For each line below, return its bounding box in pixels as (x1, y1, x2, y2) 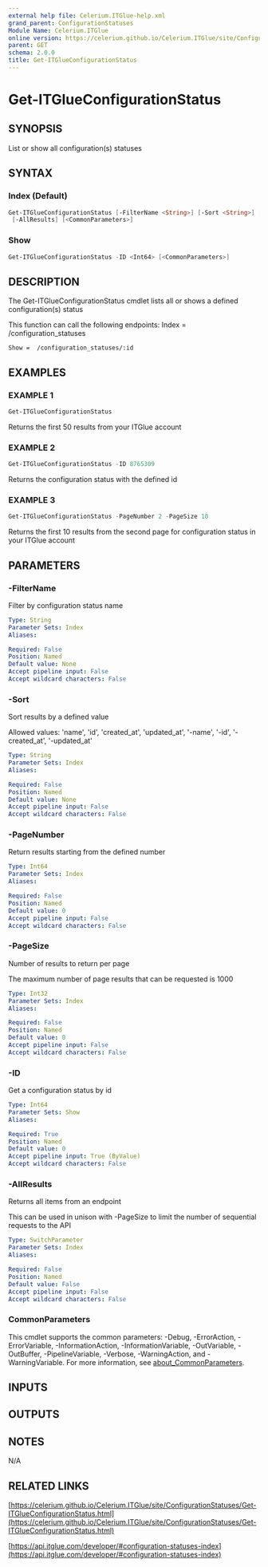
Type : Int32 (8, 989, 48, 997)
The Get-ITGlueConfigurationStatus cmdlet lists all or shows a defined (8, 296, 238, 306)
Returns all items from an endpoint (8, 1197, 122, 1206)
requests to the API (8, 1221, 72, 1230)
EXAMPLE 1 (8, 389, 54, 401)
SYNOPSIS (8, 122, 63, 136)
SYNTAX (8, 167, 53, 180)
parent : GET (8, 41, 48, 49)
